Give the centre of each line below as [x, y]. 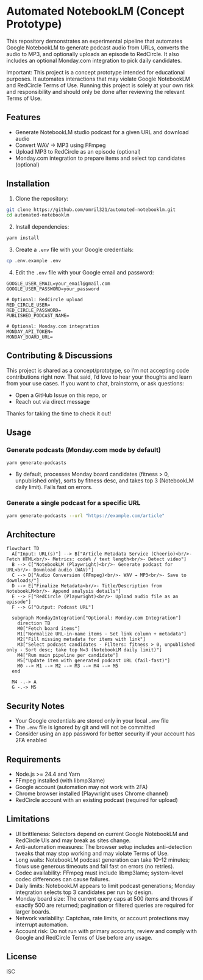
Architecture [31, 535]
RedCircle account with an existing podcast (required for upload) [96, 800]
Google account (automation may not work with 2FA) [81, 787]
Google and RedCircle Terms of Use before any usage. [84, 937]
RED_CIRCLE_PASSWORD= [34, 310]
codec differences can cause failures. [62, 879]
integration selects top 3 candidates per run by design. [84, 892]
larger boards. [33, 911]
